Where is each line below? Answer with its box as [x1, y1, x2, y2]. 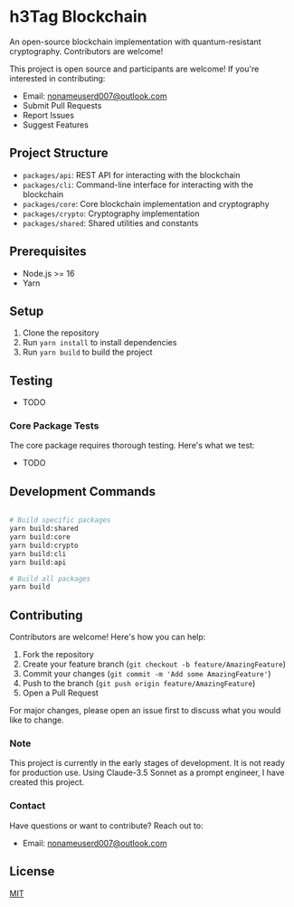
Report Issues [22, 109, 75, 120]
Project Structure [9, 146, 109, 161]
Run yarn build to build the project [22, 346, 153, 358]
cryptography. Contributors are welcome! [9, 45, 164, 56]
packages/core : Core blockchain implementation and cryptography [22, 198, 270, 209]
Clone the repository [22, 327, 100, 338]
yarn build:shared [9, 524, 79, 534]
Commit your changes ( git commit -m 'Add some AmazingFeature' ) [22, 668, 271, 679]
